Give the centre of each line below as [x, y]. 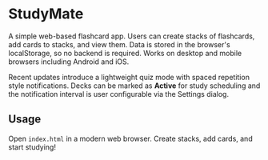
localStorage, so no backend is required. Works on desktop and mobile [125, 53]
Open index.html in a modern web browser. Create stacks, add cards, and [131, 138]
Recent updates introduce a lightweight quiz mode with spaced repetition [129, 77]
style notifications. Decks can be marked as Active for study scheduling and [134, 86]
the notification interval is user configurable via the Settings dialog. [119, 94]
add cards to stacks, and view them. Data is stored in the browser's [119, 44]
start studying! [32, 147]
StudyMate [46, 14]
